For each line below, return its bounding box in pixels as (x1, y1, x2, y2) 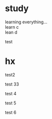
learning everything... (5, 19, 47, 25)
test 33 (5, 81, 19, 87)
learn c (5, 24, 19, 30)
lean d (5, 29, 18, 35)
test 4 (5, 90, 17, 96)
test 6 (5, 109, 17, 115)
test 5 (5, 100, 16, 106)
